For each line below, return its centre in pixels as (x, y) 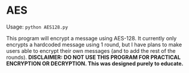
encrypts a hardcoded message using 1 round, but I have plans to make (94, 45)
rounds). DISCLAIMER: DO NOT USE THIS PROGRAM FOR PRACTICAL (94, 57)
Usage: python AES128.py (37, 27)
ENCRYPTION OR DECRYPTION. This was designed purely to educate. (95, 64)
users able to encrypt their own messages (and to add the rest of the (91, 50)
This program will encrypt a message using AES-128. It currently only (92, 38)
